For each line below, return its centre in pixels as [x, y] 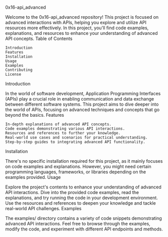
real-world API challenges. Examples [43, 208]
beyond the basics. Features [35, 115]
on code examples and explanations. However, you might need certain [78, 167]
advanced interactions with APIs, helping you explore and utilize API [76, 22]
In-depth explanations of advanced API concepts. [59, 124]
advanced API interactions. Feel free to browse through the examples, [78, 224]
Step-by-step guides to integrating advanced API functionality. [75, 142]
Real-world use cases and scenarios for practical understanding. [76, 137]
